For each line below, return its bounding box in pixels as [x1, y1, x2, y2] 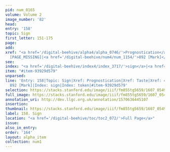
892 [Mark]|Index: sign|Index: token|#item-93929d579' [10, 83, 128, 88]
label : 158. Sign [5, 111, 42, 117]
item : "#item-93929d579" [5, 69, 58, 74]
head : [5, 21, 17, 27]
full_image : [5, 92, 30, 97]
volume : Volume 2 [5, 12, 42, 17]
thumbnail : [5, 106, 28, 111]
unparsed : [5, 73, 26, 79]
